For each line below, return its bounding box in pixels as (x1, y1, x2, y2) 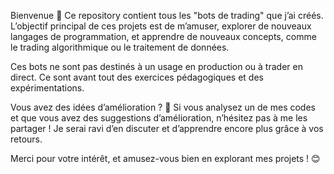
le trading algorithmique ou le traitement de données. (10, 41, 230, 53)
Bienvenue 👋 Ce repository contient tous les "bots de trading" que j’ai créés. (10, 10, 324, 21)
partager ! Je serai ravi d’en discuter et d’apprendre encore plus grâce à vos (10, 123, 324, 134)
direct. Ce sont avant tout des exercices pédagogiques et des (10, 71, 264, 83)
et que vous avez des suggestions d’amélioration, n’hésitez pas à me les (10, 112, 308, 124)
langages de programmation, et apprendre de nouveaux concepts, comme (10, 31, 317, 42)
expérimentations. (10, 82, 85, 94)
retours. (10, 133, 43, 145)
